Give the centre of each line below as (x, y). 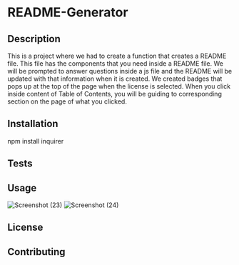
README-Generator (68, 12)
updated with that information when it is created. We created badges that (115, 79)
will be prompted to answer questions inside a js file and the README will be (120, 71)
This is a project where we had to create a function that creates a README (117, 56)
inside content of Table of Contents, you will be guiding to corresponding (115, 94)
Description (34, 39)
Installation (33, 124)
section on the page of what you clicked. (67, 101)
